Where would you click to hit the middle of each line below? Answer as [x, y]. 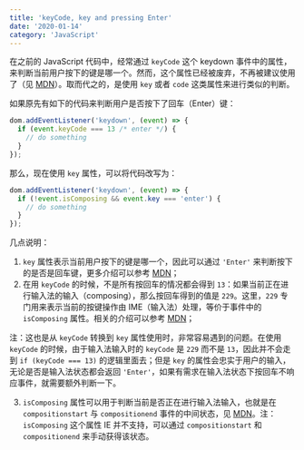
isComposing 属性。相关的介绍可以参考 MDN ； [108, 318]
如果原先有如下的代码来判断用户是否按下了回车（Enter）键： [123, 103]
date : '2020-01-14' [46, 26]
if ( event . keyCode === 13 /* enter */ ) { [97, 129]
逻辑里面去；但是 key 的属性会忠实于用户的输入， [199, 360]
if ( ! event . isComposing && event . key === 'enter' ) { [119, 199]
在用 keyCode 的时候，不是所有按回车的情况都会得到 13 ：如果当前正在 [152, 284]
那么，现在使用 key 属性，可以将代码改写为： [93, 172]
